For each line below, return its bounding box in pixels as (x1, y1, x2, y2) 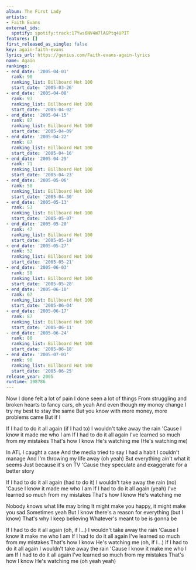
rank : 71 (11, 161, 33, 167)
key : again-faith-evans (6, 47, 64, 53)
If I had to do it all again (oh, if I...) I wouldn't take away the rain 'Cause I (6, 527, 179, 534)
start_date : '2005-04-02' (11, 107, 75, 112)
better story (6, 467, 35, 475)
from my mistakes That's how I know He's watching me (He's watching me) (6, 438, 188, 445)
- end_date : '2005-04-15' (6, 112, 69, 118)
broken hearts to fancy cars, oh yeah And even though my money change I (6, 401, 187, 408)
